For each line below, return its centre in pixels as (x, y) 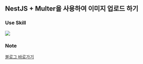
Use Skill (16, 23)
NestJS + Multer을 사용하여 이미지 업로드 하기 (72, 9)
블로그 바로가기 (20, 57)
